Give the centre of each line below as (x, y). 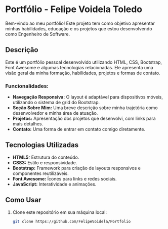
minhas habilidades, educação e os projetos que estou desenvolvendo (79, 28)
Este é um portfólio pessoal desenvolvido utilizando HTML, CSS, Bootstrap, (84, 62)
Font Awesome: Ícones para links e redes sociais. (65, 178)
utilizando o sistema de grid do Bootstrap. (56, 103)
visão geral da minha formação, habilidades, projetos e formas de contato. (83, 73)
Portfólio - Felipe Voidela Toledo (74, 9)
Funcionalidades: (27, 86)
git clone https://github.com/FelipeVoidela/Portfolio (72, 221)
